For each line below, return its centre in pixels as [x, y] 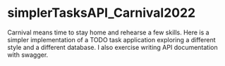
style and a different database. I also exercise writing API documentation [112, 47]
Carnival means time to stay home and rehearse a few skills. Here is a [108, 32]
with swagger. [28, 55]
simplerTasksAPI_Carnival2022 [102, 13]
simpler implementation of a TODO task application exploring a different [112, 39]
